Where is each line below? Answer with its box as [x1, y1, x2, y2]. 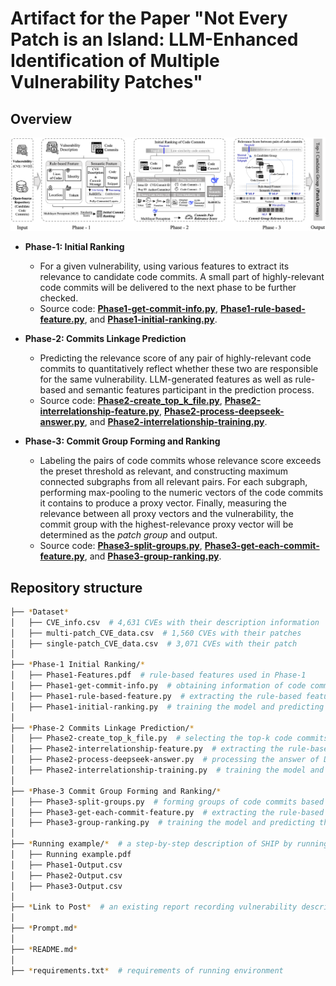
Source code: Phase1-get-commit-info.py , [39, 303, 219, 315]
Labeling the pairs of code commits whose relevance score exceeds [39, 455, 322, 467]
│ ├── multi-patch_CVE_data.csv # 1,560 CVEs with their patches [10, 628, 302, 638]
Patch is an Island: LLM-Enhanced [10, 28, 299, 51]
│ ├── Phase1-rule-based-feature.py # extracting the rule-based [10, 691, 302, 701]
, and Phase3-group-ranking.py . [84, 550, 222, 562]
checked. [39, 292, 79, 304]
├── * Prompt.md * [10, 923, 78, 934]
